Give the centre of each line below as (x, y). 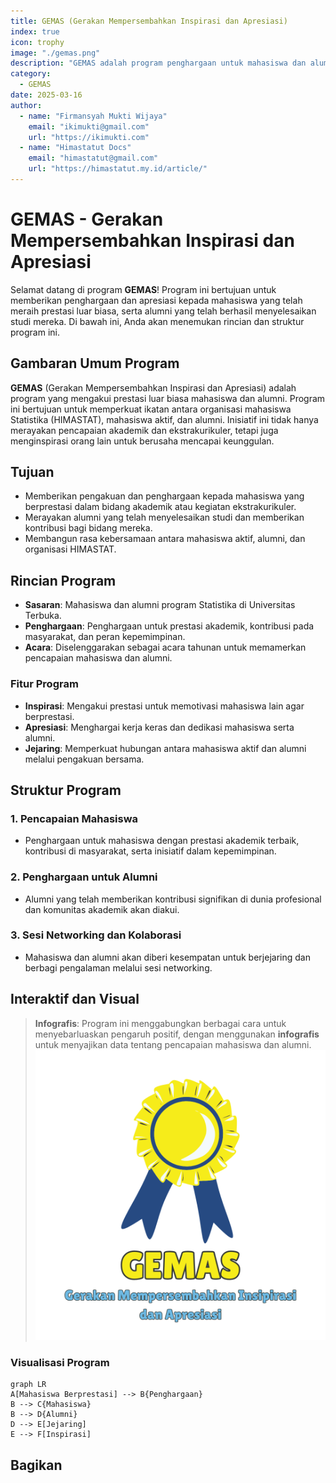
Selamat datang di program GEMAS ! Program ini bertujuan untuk (143, 289)
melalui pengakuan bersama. (84, 759)
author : (26, 105)
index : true (35, 31)
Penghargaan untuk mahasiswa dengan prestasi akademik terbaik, (162, 841)
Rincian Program (63, 580)
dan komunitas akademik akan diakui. (102, 909)
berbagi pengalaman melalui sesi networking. (118, 967)
